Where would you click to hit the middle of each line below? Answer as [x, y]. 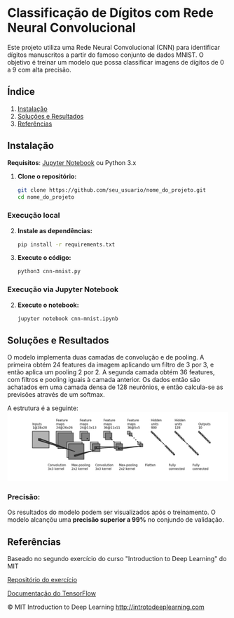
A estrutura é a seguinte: [43, 408]
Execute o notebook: [48, 305]
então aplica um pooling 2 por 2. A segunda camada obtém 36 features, [111, 372]
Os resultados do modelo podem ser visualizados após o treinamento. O [111, 512]
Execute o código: [44, 258]
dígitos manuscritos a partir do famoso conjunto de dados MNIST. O [106, 55]
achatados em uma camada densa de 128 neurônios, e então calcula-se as [115, 387]
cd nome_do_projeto [46, 197]
